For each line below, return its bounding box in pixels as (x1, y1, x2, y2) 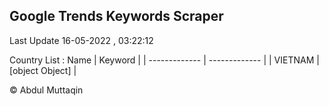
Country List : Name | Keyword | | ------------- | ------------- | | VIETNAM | (9, 54, 320, 66)
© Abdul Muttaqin (9, 84, 84, 96)
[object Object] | (9, 64, 77, 76)
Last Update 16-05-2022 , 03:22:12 (9, 34, 154, 46)
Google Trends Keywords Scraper (9, 8, 224, 25)
